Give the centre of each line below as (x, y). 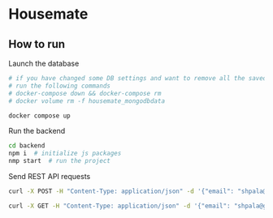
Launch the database (44, 63)
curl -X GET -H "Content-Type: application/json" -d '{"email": (119, 206)
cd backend (27, 146)
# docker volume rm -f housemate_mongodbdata (87, 101)
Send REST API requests (50, 176)
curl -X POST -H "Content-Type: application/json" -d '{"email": (121, 191)
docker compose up (39, 115)
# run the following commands (60, 86)
